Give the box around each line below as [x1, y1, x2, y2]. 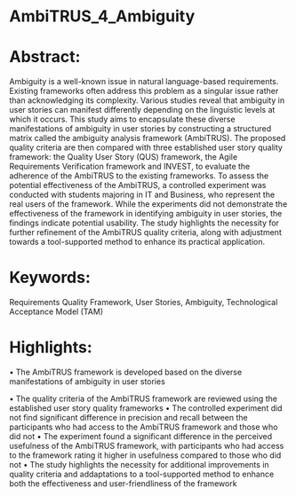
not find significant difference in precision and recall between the [9, 413, 249, 422]
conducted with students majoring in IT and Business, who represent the [9, 189, 276, 201]
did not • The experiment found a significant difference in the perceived [9, 431, 273, 441]
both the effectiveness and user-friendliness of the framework [9, 478, 237, 489]
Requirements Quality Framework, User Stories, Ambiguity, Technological [9, 297, 278, 308]
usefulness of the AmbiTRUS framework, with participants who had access [9, 441, 284, 451]
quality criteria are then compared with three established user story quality [9, 142, 283, 153]
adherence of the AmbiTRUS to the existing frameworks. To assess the [9, 170, 269, 181]
